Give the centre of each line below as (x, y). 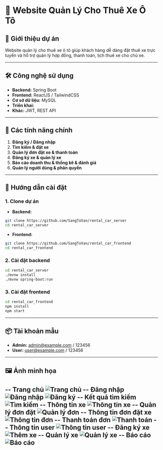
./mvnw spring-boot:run (29, 279)
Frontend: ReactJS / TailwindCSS (45, 95)
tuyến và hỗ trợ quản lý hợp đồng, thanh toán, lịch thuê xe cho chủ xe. (75, 55)
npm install (17, 306)
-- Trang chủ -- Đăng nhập (65, 390)
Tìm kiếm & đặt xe (30, 147)
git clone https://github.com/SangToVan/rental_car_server (66, 221)
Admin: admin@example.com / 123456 (51, 345)
